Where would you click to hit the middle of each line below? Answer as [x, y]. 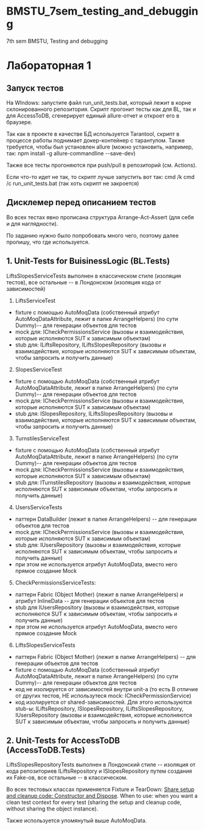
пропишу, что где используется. [48, 242]
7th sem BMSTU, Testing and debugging [57, 41]
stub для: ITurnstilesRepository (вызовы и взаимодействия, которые [103, 482]
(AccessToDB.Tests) [46, 750]
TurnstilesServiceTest [42, 438]
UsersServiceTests [39, 507]
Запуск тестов [35, 88]
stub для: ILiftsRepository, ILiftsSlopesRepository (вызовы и [90, 345]
